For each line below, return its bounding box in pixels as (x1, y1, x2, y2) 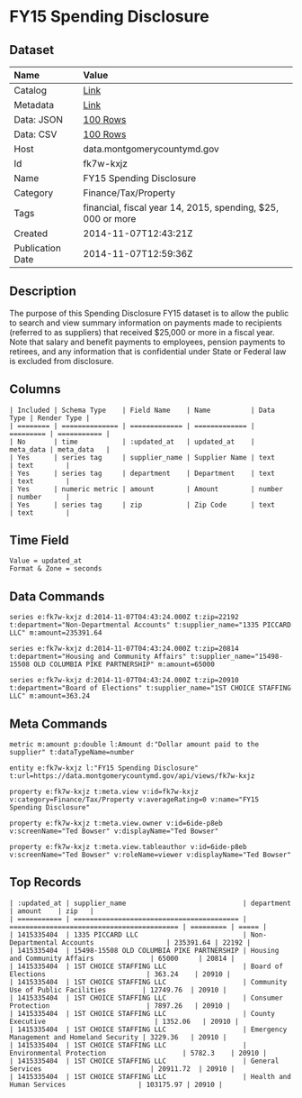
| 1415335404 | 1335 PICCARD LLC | (9, 930, 247, 939)
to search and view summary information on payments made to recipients (9, 317, 282, 328)
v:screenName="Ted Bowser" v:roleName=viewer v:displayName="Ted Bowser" (9, 850, 292, 860)
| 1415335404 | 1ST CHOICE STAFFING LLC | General (9, 1057, 280, 1066)
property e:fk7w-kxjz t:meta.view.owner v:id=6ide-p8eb (9, 819, 223, 828)
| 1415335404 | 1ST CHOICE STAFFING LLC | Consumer (9, 993, 283, 1002)
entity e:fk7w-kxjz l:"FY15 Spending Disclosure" (9, 764, 200, 773)
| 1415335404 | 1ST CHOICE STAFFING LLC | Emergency (9, 1025, 288, 1034)
